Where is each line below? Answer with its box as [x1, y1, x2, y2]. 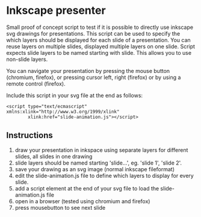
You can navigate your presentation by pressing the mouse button [6, 67, 170, 74]
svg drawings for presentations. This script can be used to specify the [6, 30, 181, 37]
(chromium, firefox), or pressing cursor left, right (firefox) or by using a [6, 74, 181, 81]
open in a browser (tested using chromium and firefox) [14, 197, 150, 205]
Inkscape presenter [6, 4, 107, 17]
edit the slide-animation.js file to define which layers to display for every [14, 172, 194, 179]
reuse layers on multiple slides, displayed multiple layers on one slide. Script [6, 43, 196, 50]
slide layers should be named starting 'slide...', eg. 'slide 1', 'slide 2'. [14, 159, 182, 166]
